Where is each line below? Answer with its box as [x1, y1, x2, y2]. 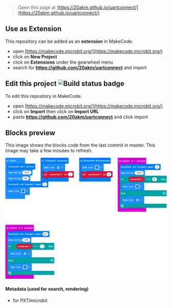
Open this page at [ [17, 5, 59, 10]
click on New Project [12, 53, 57, 59]
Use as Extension [5, 25, 62, 33]
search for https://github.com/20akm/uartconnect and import [12, 64, 147, 71]
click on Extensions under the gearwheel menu [12, 59, 114, 65]
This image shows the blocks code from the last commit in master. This [5, 142, 156, 148]
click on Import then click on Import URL [12, 108, 99, 114]
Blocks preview [5, 129, 55, 137]
